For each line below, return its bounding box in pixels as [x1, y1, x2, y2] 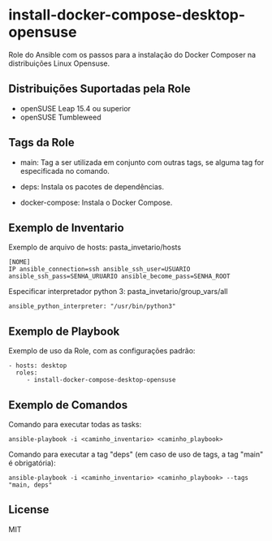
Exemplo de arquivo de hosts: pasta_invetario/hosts [8, 242, 181, 253]
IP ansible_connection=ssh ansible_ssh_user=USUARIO [8, 266, 191, 274]
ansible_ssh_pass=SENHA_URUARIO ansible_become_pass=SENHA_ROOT [8, 272, 231, 281]
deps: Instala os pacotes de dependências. [19, 181, 165, 192]
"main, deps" [8, 481, 53, 489]
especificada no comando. [19, 166, 110, 175]
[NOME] [8, 258, 31, 266]
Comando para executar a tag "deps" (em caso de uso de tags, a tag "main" [8, 449, 264, 459]
